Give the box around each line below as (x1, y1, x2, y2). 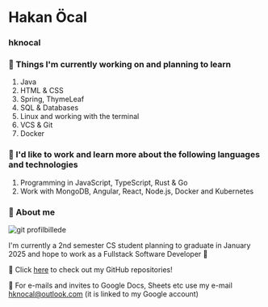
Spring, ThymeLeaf (19, 94, 85, 104)
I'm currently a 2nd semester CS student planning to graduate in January (8, 241, 251, 250)
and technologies (8, 159, 78, 170)
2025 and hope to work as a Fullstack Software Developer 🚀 (8, 249, 208, 258)
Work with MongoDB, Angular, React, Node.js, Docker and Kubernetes (19, 186, 254, 196)
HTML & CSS (19, 86, 64, 96)
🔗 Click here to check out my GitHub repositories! (8, 265, 174, 275)
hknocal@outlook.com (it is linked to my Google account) (8, 289, 199, 299)
